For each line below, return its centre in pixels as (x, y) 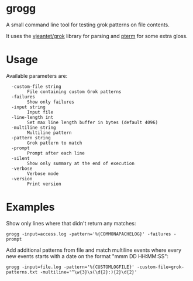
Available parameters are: (37, 76)
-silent (21, 158)
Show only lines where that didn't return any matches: (71, 223)
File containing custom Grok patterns (74, 92)
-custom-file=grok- (160, 267)
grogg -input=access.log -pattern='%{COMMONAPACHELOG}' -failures (89, 234)
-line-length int (32, 117)
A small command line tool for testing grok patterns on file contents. (88, 25)
